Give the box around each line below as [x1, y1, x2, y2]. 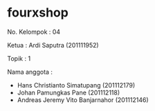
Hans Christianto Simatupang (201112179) [17, 81, 136, 89]
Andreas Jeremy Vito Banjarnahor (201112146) [17, 95, 149, 104]
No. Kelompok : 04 [7, 28, 61, 36]
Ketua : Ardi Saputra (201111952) [7, 41, 99, 49]
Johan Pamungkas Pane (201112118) [17, 88, 120, 97]
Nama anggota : [7, 68, 53, 76]
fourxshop [7, 5, 69, 21]
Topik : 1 [7, 54, 31, 63]
